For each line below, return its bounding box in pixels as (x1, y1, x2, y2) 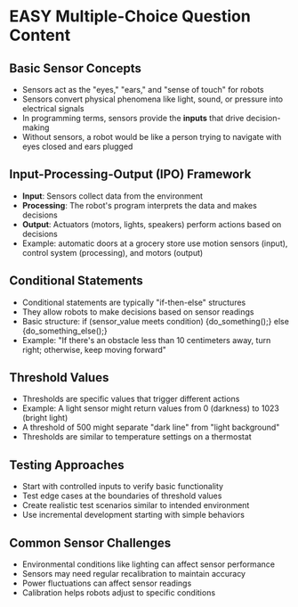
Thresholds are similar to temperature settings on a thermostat (21, 431, 252, 442)
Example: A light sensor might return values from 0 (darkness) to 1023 (21, 403, 280, 414)
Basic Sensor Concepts (9, 61, 142, 76)
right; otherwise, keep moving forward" (21, 344, 167, 355)
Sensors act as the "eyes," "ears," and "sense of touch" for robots (21, 85, 264, 94)
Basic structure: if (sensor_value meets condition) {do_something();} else (21, 316, 289, 326)
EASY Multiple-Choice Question (9, 6, 251, 27)
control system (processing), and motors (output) (21, 247, 204, 258)
